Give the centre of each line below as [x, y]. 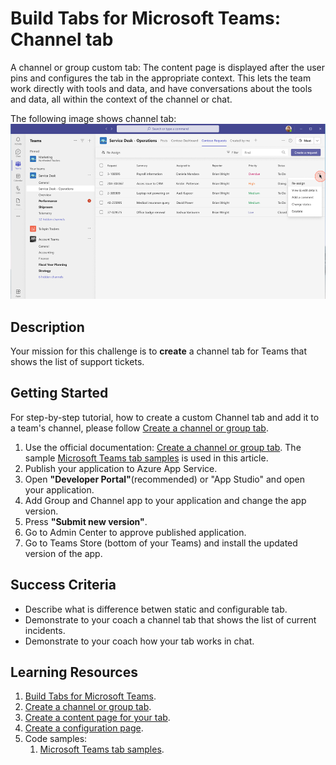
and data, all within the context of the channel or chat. [121, 99]
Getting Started [59, 393]
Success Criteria [63, 585]
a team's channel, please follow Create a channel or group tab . [139, 428]
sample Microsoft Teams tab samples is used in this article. [146, 458]
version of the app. [63, 553]
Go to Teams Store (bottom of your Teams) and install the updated [161, 543]
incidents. [45, 630]
